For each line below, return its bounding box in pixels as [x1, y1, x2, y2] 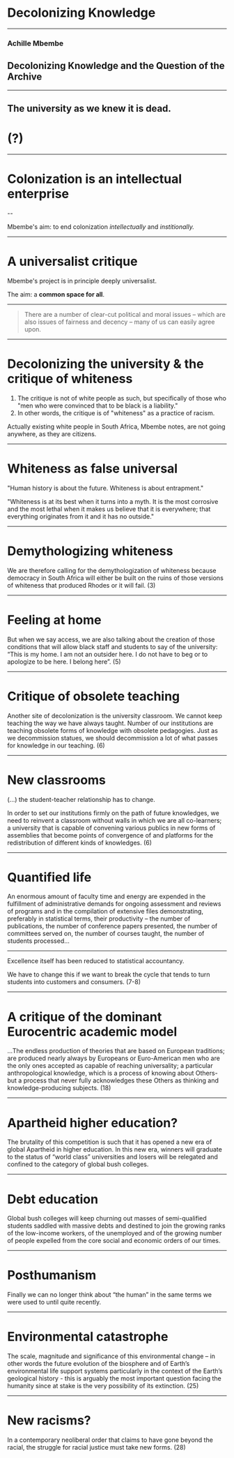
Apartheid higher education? [7, 1115, 178, 1131]
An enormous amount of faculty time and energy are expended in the [7, 892, 206, 901]
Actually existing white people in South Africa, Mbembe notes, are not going [7, 422, 226, 431]
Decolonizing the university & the [7, 356, 204, 372]
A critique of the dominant [7, 1009, 162, 1025]
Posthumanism [7, 1267, 97, 1284]
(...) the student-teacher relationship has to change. [7, 795, 155, 803]
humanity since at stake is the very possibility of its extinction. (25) [7, 1382, 199, 1390]
